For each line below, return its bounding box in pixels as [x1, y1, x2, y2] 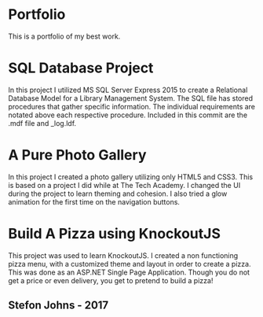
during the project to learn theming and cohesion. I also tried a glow [8, 189, 228, 198]
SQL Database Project [8, 59, 154, 77]
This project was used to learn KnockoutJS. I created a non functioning [8, 250, 239, 260]
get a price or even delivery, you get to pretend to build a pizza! [8, 275, 214, 285]
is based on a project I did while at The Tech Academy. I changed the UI [8, 180, 241, 190]
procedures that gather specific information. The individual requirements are [8, 101, 256, 111]
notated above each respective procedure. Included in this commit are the [8, 110, 248, 120]
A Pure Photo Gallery [8, 146, 147, 164]
